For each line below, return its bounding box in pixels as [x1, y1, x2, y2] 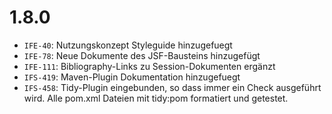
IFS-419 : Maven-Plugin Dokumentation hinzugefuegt [23, 71, 241, 83]
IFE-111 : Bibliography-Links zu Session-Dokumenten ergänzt [23, 60, 276, 72]
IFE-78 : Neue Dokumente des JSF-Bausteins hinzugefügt [23, 49, 261, 61]
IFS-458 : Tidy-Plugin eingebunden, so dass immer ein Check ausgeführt [23, 81, 322, 93]
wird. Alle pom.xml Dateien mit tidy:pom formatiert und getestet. [23, 92, 289, 104]
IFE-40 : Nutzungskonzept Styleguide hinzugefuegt [23, 39, 233, 51]
